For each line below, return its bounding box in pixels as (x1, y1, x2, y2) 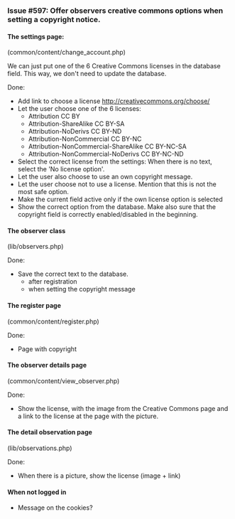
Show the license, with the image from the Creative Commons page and (17, 404, 229, 412)
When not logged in (7, 488, 67, 496)
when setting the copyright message (28, 285, 136, 294)
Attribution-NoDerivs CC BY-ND (28, 127, 122, 136)
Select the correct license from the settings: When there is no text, (17, 157, 213, 166)
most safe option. (17, 188, 70, 196)
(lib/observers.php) (7, 242, 64, 251)
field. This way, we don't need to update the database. (7, 70, 167, 78)
